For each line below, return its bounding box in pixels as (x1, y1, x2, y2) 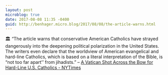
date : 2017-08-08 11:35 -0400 (5, 17, 70, 22)
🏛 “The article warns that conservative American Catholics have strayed (5, 36, 159, 42)
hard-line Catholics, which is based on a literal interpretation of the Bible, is (5, 54, 163, 60)
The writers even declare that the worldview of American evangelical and (5, 49, 159, 55)
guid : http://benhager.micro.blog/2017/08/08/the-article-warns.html (5, 21, 156, 27)
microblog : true (5, 12, 40, 17)
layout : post (5, 7, 33, 13)
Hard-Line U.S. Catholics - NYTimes (5, 64, 81, 71)
